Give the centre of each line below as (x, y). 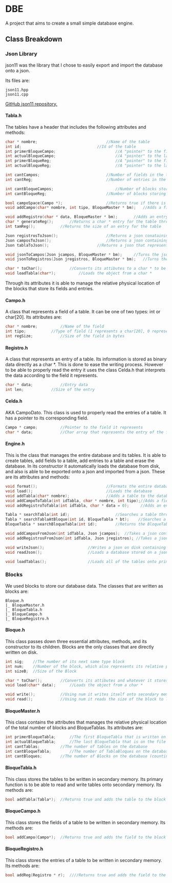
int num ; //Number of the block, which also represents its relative (84, 666)
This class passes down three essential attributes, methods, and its (76, 641)
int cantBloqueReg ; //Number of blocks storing (86, 194)
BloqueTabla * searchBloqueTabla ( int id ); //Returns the (75, 524)
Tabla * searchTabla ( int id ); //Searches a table (81, 515)
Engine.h (15, 444)
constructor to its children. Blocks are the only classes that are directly (80, 647)
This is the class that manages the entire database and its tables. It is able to (86, 455)
